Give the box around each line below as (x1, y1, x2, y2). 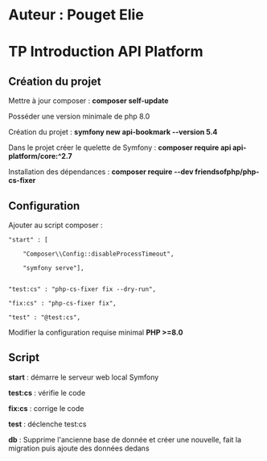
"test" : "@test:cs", (8, 314, 81, 322)
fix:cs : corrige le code (8, 403, 84, 413)
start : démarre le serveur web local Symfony (8, 372, 159, 382)
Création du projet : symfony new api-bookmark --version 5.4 (8, 127, 218, 137)
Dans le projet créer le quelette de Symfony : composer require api (8, 143, 232, 152)
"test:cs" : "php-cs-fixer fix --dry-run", (8, 285, 157, 293)
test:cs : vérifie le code (8, 388, 86, 397)
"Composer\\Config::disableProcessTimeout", (23, 250, 175, 258)
